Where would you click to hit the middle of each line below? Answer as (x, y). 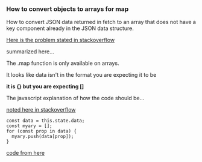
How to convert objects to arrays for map (68, 9)
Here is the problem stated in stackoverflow (61, 40)
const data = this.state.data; (46, 121)
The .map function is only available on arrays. (63, 63)
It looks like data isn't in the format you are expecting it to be (81, 75)
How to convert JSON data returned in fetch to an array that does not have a (101, 22)
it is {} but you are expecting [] (45, 86)
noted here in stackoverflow (41, 110)
